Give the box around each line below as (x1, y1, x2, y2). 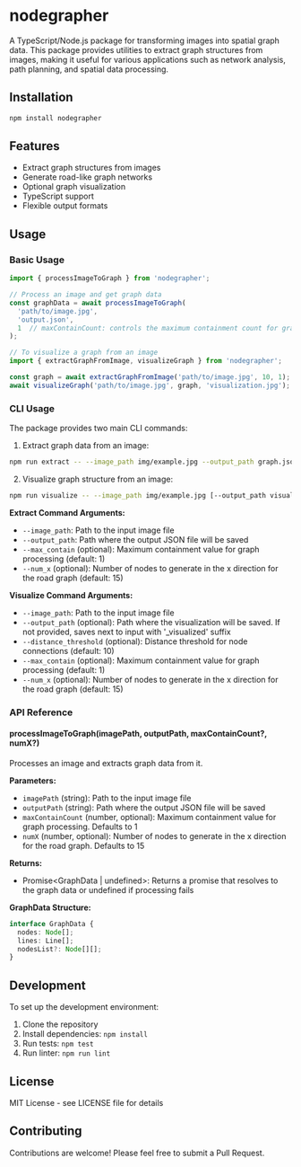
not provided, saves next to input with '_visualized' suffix (21, 626, 231, 637)
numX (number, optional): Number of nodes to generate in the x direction (21, 830, 287, 841)
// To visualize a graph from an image (9, 348, 159, 358)
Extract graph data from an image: (21, 440, 150, 451)
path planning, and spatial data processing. (9, 64, 168, 75)
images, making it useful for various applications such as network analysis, (9, 54, 287, 65)
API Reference (9, 706, 73, 719)
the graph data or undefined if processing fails (21, 884, 194, 895)
